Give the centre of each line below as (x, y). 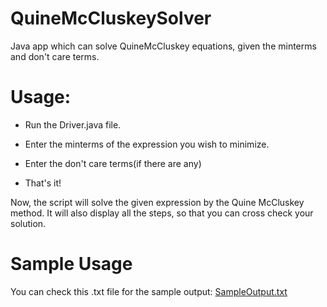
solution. (28, 223)
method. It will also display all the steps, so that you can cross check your (162, 213)
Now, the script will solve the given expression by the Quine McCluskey (157, 202)
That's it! (43, 183)
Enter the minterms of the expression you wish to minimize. (147, 144)
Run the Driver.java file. (73, 124)
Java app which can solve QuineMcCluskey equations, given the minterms (163, 46)
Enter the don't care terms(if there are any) (113, 163)
